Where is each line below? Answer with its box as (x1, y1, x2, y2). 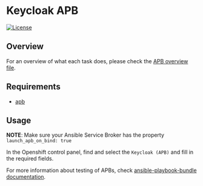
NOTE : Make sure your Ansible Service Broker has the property (6, 131, 165, 139)
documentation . (6, 173, 46, 181)
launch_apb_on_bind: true (6, 138, 72, 144)
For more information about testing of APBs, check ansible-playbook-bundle (6, 167, 197, 174)
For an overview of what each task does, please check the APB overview (6, 57, 188, 64)
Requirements (6, 81, 61, 92)
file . (6, 64, 16, 71)
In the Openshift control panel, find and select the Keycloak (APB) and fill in (6, 148, 194, 156)
